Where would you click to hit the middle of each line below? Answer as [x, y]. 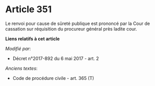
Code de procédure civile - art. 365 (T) [53, 78]
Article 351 [28, 9]
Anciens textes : [22, 68]
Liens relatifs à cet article [33, 39]
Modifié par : [18, 48]
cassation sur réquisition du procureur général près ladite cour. [71, 28]
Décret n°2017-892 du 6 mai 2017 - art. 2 [56, 58]
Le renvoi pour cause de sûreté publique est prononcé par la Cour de [77, 23]
